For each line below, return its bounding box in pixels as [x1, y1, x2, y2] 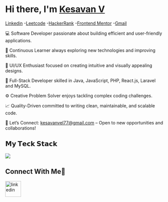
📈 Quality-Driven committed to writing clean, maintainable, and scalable [5, 102, 155, 109]
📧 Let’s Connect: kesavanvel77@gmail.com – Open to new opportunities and [5, 119, 163, 125]
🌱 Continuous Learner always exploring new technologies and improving [5, 47, 156, 53]
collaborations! [5, 125, 36, 131]
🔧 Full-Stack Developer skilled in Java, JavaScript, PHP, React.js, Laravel [5, 77, 156, 84]
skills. [5, 52, 17, 58]
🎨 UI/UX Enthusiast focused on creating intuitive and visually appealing [5, 62, 152, 69]
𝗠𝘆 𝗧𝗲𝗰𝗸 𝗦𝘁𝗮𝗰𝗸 [5, 140, 58, 148]
